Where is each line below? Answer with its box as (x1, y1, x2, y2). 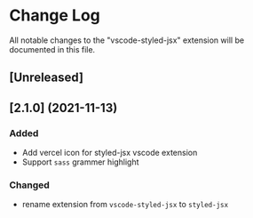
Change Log (9, 5, 100, 26)
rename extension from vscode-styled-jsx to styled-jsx (21, 199, 229, 210)
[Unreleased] (9, 70, 84, 85)
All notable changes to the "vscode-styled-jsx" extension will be (9, 35, 245, 45)
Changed (9, 179, 51, 191)
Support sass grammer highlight (21, 157, 139, 167)
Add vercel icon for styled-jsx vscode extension (21, 148, 198, 158)
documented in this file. (9, 44, 96, 54)
